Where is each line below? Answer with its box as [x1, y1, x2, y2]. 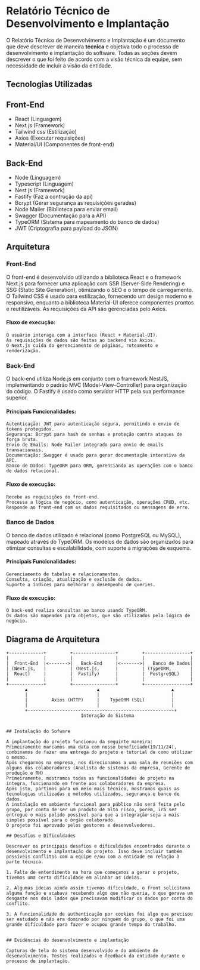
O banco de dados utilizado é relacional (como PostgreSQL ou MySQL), [6, 531, 182, 538]
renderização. [6, 347, 42, 353]
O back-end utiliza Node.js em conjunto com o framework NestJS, [6, 375, 169, 383]
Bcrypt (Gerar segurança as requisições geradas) [14, 199, 137, 207]
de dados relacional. [6, 468, 60, 474]
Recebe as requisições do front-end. [6, 494, 100, 500]
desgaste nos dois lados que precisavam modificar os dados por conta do [6, 895, 193, 902]
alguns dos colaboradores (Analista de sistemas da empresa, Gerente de [6, 765, 190, 771]
